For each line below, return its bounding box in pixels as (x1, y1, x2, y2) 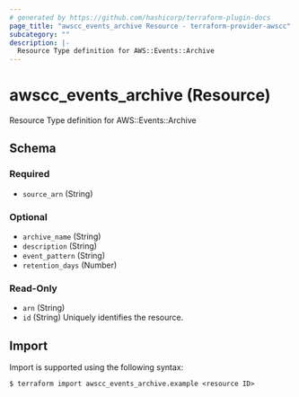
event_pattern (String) (22, 251, 106, 261)
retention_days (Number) (22, 260, 118, 270)
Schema (9, 141, 57, 156)
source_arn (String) (22, 188, 93, 198)
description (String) (22, 241, 97, 251)
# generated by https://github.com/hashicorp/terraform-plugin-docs (9, 13, 271, 22)
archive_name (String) (22, 231, 101, 243)
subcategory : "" (9, 30, 70, 39)
